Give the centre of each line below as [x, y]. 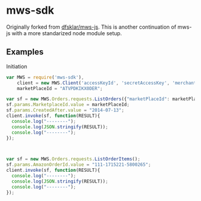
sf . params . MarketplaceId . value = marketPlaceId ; [68, 105]
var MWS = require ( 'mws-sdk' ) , [45, 77]
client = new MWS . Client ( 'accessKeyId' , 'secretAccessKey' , [93, 83]
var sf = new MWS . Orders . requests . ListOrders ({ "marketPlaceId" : [88, 99]
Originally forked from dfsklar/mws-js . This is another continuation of [91, 27]
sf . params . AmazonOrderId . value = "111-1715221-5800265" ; [79, 165]
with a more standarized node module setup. [67, 33]
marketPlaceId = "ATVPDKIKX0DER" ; [60, 88]
